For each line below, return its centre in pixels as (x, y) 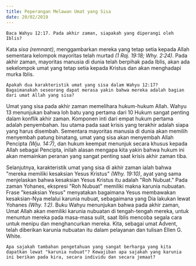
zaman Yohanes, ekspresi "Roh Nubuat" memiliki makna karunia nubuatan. (96, 186)
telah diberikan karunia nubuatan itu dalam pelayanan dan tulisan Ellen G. (94, 230)
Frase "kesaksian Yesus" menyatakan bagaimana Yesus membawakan (91, 192)
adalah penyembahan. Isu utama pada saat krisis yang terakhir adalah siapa (97, 124)
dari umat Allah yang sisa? (40, 95)
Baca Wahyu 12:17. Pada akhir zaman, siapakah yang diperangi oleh (90, 33)
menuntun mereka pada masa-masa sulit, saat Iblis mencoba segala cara (94, 217)
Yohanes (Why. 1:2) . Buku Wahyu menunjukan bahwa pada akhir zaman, (93, 205)
